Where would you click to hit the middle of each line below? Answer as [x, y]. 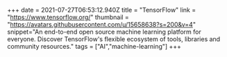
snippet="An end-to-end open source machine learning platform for [104, 32]
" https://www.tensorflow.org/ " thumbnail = [68, 17]
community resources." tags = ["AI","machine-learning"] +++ [94, 46]
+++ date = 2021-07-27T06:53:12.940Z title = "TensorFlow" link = [102, 10]
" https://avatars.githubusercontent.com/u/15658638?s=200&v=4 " [102, 24]
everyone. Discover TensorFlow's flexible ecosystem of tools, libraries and [114, 39]
